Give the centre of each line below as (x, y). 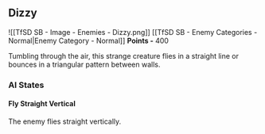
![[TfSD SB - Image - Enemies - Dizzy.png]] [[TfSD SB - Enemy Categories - (133, 32)
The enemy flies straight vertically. (65, 121)
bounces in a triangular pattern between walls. (84, 64)
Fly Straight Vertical (42, 104)
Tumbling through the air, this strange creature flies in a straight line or (124, 56)
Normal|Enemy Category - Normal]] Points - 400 (89, 40)
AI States (26, 85)
